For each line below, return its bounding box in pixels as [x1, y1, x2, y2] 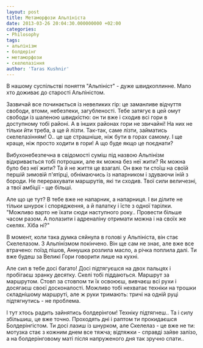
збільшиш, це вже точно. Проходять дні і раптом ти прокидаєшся [6, 316, 177, 323]
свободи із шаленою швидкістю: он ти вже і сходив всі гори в [6, 114, 168, 121]
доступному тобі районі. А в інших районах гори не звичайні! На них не [6, 120, 193, 128]
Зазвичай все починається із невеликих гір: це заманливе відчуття [6, 101, 182, 108]
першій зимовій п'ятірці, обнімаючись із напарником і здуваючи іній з [6, 171, 189, 178]
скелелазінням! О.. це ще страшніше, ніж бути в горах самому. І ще [6, 133, 183, 140]
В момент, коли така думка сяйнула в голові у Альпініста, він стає [6, 233, 179, 241]
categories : [6, 26, 37, 32]
